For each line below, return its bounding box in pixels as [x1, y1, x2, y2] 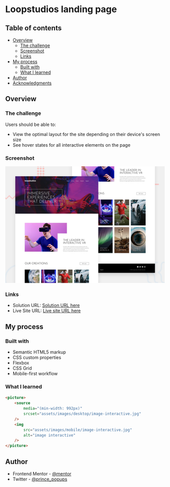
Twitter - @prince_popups [12, 476, 67, 482]
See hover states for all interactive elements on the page [12, 142, 131, 148]
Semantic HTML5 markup [12, 349, 66, 355]
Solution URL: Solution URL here [12, 302, 80, 308]
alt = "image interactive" [23, 432, 76, 438]
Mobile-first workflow [12, 371, 58, 377]
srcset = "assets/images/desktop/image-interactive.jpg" [23, 411, 142, 417]
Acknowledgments [12, 80, 52, 86]
